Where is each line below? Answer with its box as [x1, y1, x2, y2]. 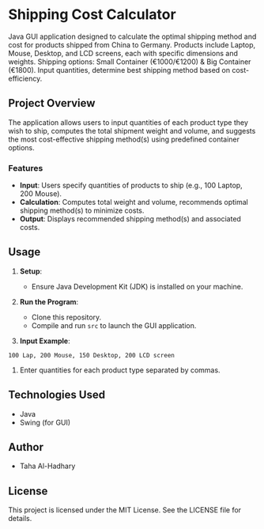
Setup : [19, 266, 43, 276]
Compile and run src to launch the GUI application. [31, 320, 197, 330]
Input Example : [19, 336, 70, 346]
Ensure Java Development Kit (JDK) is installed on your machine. [31, 282, 243, 291]
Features [8, 162, 43, 173]
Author [8, 440, 43, 454]
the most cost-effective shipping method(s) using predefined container [8, 134, 239, 144]
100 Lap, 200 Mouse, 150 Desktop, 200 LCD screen [8, 351, 175, 359]
